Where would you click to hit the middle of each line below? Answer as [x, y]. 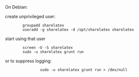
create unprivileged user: [30, 16]
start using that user [25, 39]
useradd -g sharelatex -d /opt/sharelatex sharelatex [78, 30]
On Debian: [16, 7]
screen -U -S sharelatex [48, 48]
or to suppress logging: [29, 61]
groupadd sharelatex [43, 25]
